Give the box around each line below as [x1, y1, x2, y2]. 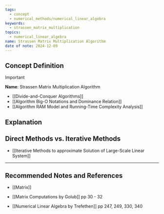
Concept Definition [5, 62, 64, 70]
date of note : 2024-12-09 [5, 43, 58, 48]
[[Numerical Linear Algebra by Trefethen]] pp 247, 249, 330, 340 [12, 203, 143, 209]
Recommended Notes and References [5, 171, 123, 180]
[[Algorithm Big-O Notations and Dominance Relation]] [12, 99, 122, 105]
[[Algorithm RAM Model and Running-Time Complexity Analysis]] [12, 104, 143, 110]
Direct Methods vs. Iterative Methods [5, 135, 121, 143]
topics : [5, 30, 21, 35]
